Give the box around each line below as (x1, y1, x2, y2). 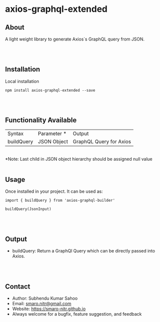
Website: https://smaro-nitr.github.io (12, 306, 86, 312)
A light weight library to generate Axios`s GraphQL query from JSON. (5, 36, 145, 42)
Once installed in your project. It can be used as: (5, 188, 103, 194)
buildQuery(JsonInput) (5, 207, 52, 212)
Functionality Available (5, 116, 77, 124)
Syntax (7, 130, 24, 137)
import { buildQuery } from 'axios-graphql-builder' (5, 198, 115, 203)
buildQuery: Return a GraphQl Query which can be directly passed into (12, 248, 156, 254)
